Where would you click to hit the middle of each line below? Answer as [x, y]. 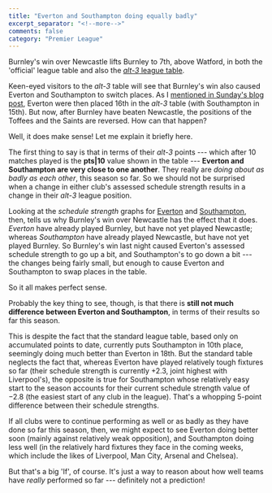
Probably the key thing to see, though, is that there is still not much [121, 303]
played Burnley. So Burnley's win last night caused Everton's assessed [127, 246]
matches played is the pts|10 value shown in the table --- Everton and [126, 161]
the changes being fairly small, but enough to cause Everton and [117, 263]
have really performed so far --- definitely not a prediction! [107, 480]
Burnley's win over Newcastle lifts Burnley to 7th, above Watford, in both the [136, 62]
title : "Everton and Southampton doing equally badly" [103, 16]
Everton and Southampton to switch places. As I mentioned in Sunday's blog [136, 95]
